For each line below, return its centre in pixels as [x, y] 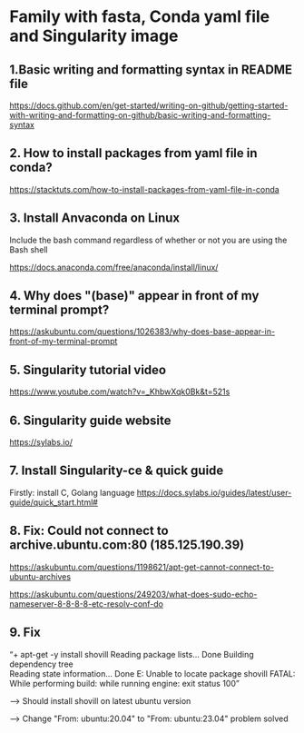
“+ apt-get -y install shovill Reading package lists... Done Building [132, 654]
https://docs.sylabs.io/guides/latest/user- [214, 492]
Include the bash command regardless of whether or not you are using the [148, 240]
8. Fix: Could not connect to [89, 531]
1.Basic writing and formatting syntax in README [151, 69]
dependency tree [42, 664]
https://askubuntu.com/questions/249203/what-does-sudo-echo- [133, 594]
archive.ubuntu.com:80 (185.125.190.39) [127, 545]
